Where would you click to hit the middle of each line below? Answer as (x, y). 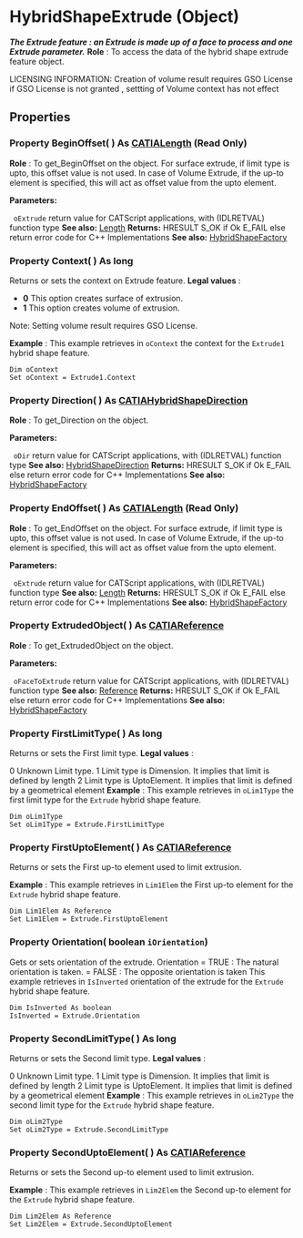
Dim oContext (34, 369)
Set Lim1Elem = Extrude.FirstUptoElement (89, 919)
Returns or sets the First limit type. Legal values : (101, 753)
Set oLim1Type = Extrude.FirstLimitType (87, 825)
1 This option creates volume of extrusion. (101, 308)
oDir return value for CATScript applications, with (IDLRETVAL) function (147, 455)
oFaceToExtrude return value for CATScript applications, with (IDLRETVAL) (151, 680)
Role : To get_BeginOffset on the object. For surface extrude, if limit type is (150, 163)
